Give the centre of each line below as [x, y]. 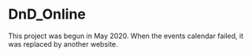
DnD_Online [47, 14]
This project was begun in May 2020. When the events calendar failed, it [126, 36]
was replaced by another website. [63, 44]
